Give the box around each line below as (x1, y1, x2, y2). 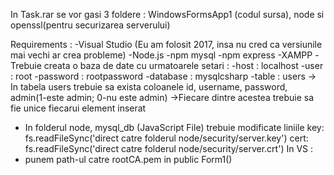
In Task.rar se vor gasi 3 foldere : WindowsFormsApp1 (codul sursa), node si (10, 9, 325, 20)
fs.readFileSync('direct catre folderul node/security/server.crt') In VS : (24, 143, 314, 154)
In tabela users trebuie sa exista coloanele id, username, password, (10, 81, 288, 93)
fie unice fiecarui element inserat (10, 102, 147, 114)
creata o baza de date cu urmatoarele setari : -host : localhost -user (43, 60, 324, 71)
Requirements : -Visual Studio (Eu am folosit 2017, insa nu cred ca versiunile (10, 39, 323, 50)
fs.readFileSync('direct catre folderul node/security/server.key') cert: (24, 132, 309, 144)
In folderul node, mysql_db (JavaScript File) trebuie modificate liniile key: (24, 122, 325, 133)
